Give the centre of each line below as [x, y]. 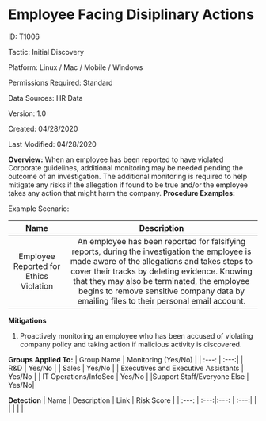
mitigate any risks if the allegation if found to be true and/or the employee [128, 185]
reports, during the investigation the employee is [161, 251]
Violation [37, 285]
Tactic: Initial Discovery [46, 52]
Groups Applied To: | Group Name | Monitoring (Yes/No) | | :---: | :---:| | [126, 359]
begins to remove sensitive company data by [161, 291]
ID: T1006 [24, 36]
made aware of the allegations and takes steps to [161, 261]
